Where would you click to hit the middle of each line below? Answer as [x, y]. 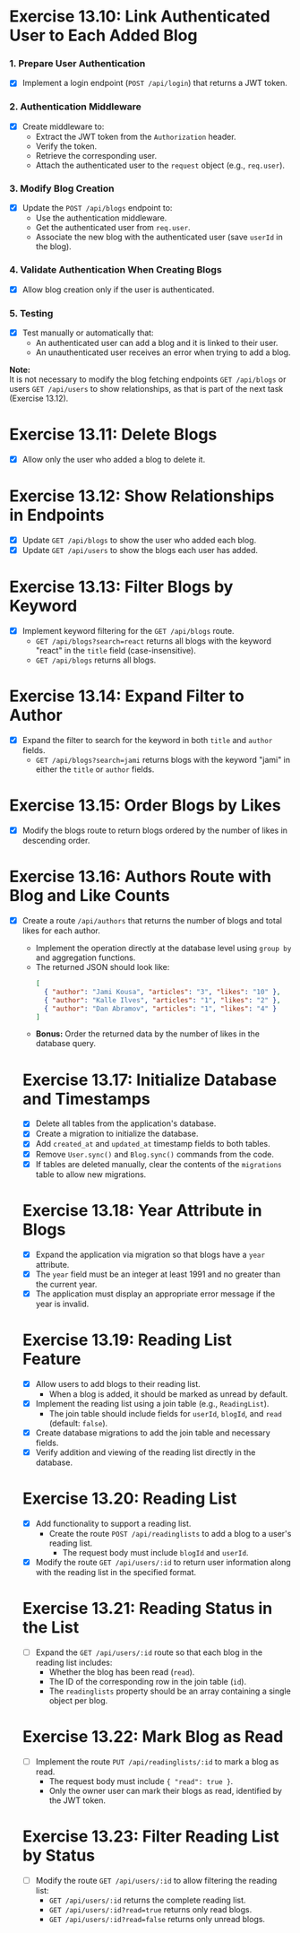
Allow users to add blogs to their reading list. [118, 1383]
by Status [59, 1855]
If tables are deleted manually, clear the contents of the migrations [159, 1164]
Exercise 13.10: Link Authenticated [140, 17]
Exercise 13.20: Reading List [129, 1499]
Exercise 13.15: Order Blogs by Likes [145, 806]
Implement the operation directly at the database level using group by [163, 949]
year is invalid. [62, 1304]
